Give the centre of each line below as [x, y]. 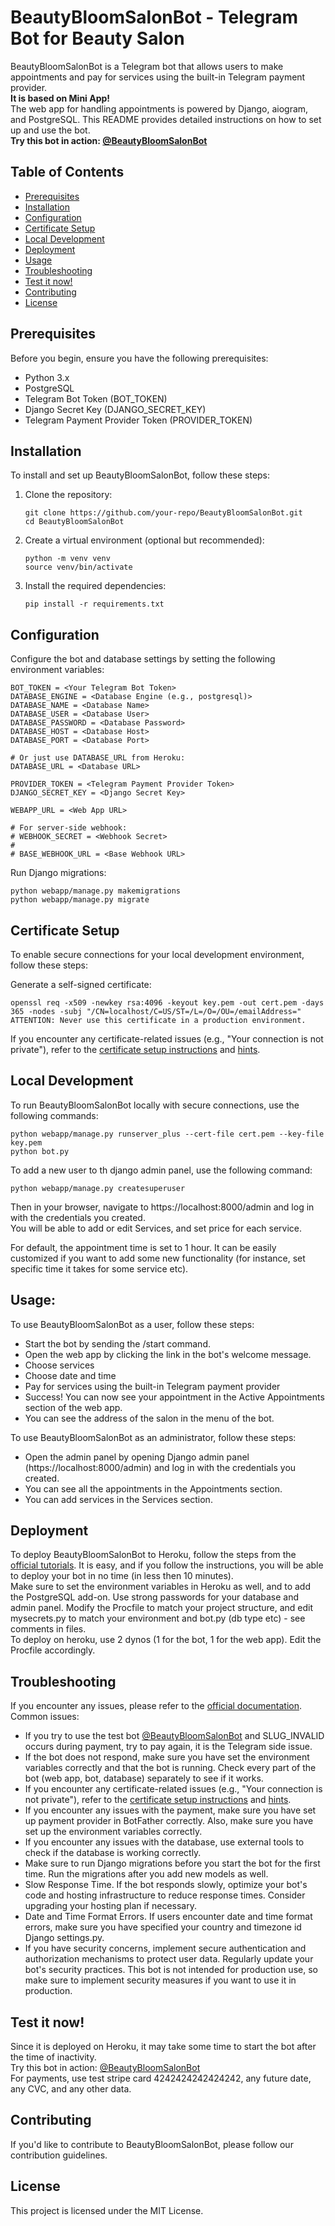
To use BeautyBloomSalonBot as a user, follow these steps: [132, 1324]
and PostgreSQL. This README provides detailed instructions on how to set [166, 119]
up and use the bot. [50, 130]
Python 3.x [47, 377]
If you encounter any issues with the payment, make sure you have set [170, 1810]
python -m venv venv [67, 559]
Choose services [59, 1365]
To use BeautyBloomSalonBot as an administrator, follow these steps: [153, 1437]
